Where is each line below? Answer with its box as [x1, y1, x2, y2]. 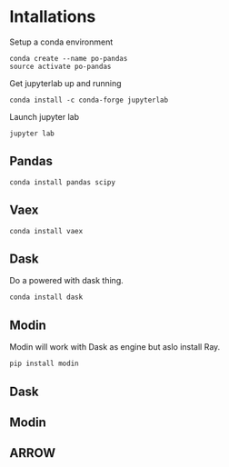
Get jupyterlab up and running [9, 77, 122, 88]
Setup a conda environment [9, 36, 114, 47]
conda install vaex [9, 226, 84, 235]
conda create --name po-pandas [9, 54, 128, 63]
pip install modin [9, 359, 79, 369]
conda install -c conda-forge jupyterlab [9, 95, 169, 104]
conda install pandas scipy [9, 177, 116, 187]
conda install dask [9, 293, 84, 302]
